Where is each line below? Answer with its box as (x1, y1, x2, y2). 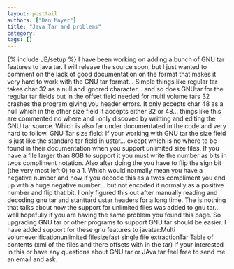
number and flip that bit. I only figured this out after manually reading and (7, 189, 218, 197)
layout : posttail (7, 10, 58, 17)
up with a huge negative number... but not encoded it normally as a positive (7, 181, 224, 190)
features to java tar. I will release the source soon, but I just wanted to (7, 63, 207, 71)
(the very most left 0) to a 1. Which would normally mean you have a (7, 167, 203, 175)
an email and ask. (7, 255, 58, 263)
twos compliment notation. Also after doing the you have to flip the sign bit (7, 159, 222, 167)
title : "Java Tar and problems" (7, 23, 101, 30)
